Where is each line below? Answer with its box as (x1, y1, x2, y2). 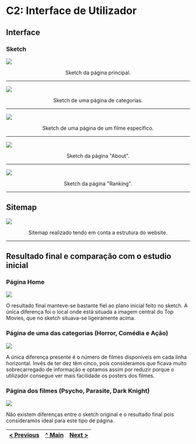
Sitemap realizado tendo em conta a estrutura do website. (28, 229, 168, 236)
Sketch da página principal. (65, 69, 131, 76)
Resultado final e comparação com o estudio (6, 251, 171, 261)
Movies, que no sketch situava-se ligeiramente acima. (6, 314, 136, 322)
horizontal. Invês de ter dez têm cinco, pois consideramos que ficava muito (6, 359, 187, 366)
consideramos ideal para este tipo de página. (6, 417, 115, 424)
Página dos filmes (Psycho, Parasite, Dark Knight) (6, 387, 150, 395)
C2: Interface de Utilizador (6, 4, 137, 18)
